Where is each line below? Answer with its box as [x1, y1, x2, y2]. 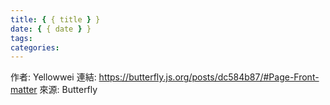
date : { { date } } [10, 24, 92, 34]
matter [10, 84, 38, 96]
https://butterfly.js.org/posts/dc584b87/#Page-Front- [98, 71, 320, 83]
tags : [10, 33, 33, 43]
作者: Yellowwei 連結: [10, 71, 97, 83]
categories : [10, 42, 60, 53]
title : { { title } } [10, 14, 101, 25]
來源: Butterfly [39, 84, 98, 96]
